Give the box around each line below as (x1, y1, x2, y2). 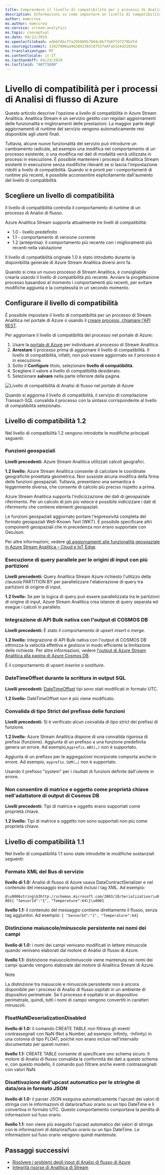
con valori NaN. (5, 1066, 37, 1072)
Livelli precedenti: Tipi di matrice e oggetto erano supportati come (5, 804, 141, 809)
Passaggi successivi (5, 1146, 70, 1154)
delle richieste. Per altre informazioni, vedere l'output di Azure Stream (5, 647, 146, 653)
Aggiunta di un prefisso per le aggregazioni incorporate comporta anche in (5, 753, 157, 759)
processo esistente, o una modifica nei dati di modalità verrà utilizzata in (5, 151, 151, 157)
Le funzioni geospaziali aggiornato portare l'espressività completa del (5, 513, 146, 519)
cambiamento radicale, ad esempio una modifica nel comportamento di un (5, 146, 156, 152)
